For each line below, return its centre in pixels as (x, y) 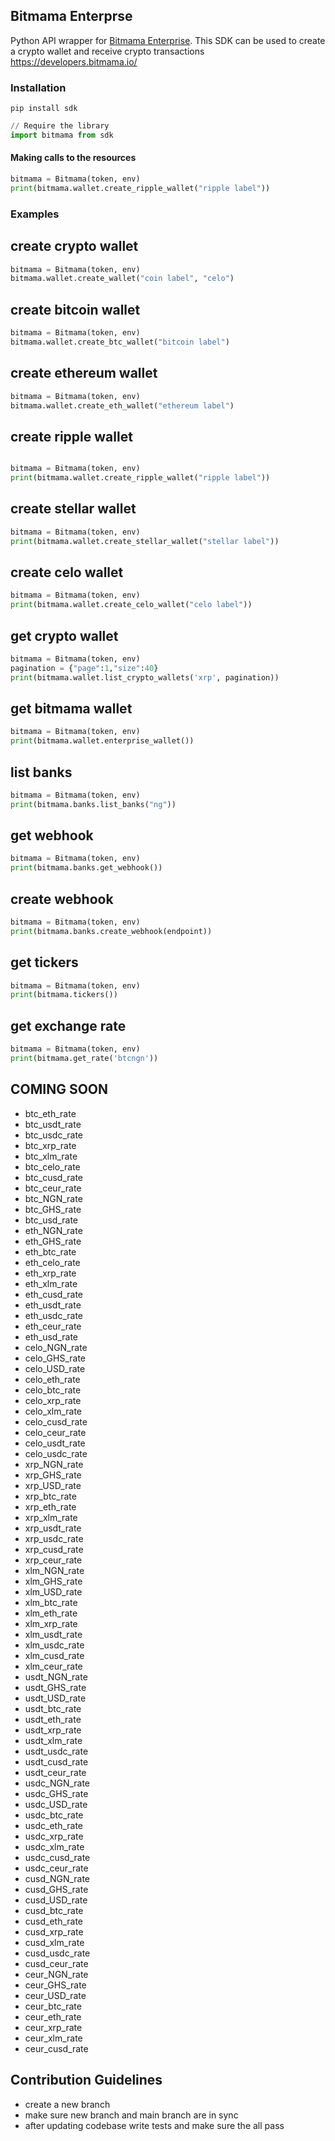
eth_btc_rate (50, 1251)
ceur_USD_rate (55, 1995)
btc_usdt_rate (53, 1124)
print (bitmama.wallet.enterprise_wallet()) (102, 741)
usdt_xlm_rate (53, 1740)
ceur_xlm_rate (53, 2038)
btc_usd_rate (51, 1220)
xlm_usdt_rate (53, 1634)
